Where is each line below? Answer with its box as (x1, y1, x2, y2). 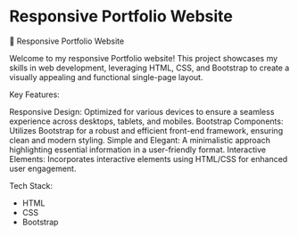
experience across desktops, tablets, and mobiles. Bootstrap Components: (9, 116, 284, 126)
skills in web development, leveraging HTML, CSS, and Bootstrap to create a (9, 62, 290, 73)
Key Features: (9, 89, 60, 100)
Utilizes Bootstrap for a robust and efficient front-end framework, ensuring (9, 125, 284, 135)
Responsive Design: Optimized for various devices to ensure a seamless (9, 106, 275, 117)
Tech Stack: (9, 180, 54, 191)
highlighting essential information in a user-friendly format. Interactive (9, 144, 266, 155)
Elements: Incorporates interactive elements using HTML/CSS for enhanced (9, 153, 288, 164)
